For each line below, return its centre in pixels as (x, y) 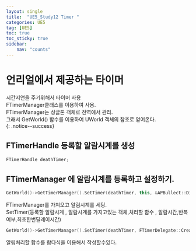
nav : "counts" (34, 50)
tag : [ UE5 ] (19, 28)
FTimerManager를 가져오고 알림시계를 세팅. (56, 205)
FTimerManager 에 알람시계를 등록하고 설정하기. (90, 179)
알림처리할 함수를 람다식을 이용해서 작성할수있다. (62, 242)
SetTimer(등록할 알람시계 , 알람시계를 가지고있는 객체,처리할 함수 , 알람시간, (92, 212)
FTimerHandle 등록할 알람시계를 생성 (71, 146)
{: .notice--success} (30, 125)
